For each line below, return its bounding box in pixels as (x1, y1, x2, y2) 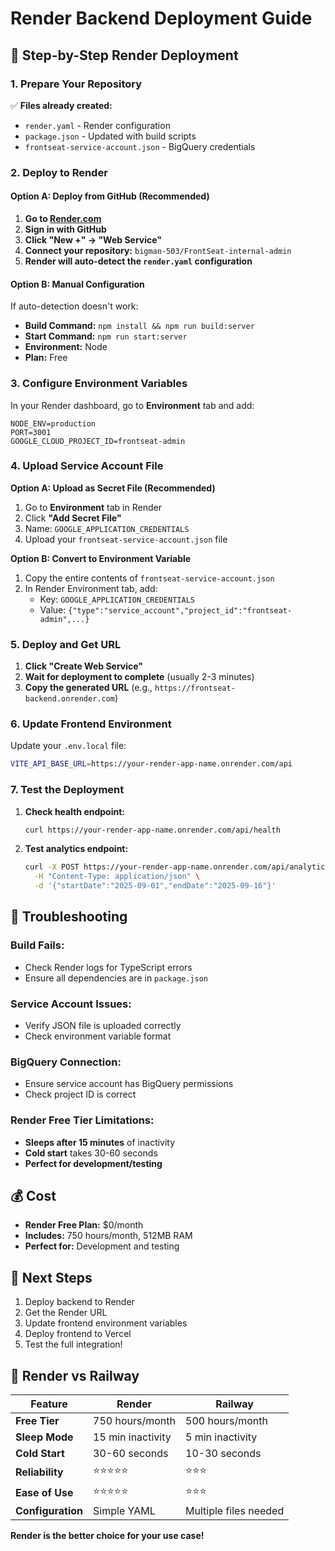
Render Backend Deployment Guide (10, 7, 313, 30)
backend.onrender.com (24, 694, 115, 704)
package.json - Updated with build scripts (24, 130, 197, 142)
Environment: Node (24, 341, 108, 353)
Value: (39, 603, 67, 616)
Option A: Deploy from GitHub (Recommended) (10, 190, 210, 202)
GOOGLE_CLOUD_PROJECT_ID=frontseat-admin (10, 436, 186, 446)
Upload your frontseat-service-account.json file (24, 533, 228, 545)
